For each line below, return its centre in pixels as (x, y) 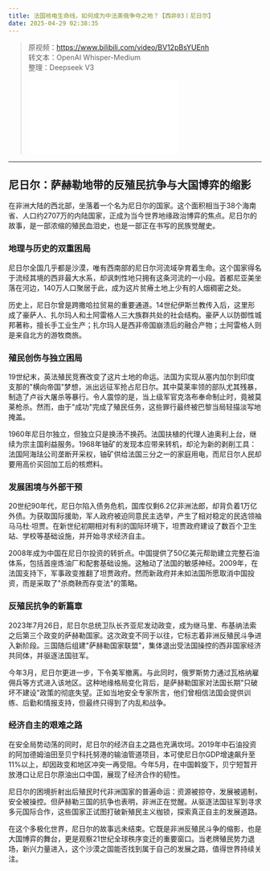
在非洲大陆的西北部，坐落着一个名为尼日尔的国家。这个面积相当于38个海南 (133, 206)
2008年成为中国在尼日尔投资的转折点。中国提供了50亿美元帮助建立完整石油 (134, 553)
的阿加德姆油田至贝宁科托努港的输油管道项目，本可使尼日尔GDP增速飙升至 (132, 754)
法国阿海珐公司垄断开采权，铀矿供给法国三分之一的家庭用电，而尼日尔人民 (131, 454)
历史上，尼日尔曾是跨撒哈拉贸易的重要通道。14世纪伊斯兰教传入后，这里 (128, 305)
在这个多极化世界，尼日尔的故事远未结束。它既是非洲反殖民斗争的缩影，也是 (135, 828)
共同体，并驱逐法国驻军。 (51, 655)
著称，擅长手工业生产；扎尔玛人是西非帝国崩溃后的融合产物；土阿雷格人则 (138, 325)
